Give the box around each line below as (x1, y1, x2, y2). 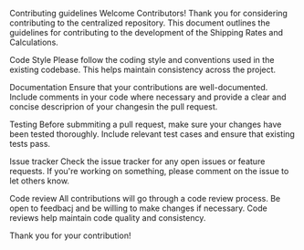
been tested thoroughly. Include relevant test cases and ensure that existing (9, 129, 295, 140)
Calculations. (9, 36, 59, 47)
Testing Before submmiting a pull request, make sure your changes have (9, 119, 282, 130)
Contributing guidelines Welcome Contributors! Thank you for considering (9, 8, 288, 18)
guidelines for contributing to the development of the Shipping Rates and (9, 27, 283, 37)
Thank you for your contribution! (9, 230, 131, 241)
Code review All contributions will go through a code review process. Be (9, 193, 281, 203)
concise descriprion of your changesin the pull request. (9, 101, 218, 112)
